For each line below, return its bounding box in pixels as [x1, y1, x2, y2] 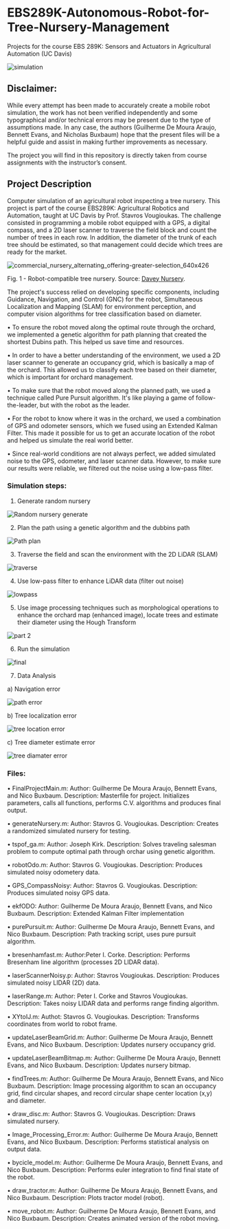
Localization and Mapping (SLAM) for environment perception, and [7, 302, 196, 310]
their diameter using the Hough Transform [16, 618, 137, 626]
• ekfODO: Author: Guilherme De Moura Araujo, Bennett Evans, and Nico [7, 902, 213, 910]
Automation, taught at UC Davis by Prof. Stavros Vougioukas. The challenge [7, 211, 222, 220]
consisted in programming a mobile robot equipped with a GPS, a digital [7, 218, 211, 226]
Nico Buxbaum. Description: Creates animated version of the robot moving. [7, 1215, 220, 1223]
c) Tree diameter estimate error [7, 738, 96, 746]
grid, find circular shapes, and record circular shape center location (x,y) [7, 1089, 213, 1098]
